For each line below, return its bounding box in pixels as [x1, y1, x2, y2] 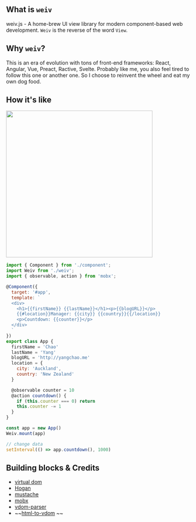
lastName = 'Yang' [11, 349, 57, 355]
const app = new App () [6, 425, 61, 431]
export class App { [6, 338, 54, 344]
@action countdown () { [11, 393, 67, 399]
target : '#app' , [11, 289, 51, 295]
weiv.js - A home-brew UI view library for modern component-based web [6, 20, 183, 27]
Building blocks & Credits [6, 463, 100, 473]
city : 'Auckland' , [16, 366, 61, 372]
